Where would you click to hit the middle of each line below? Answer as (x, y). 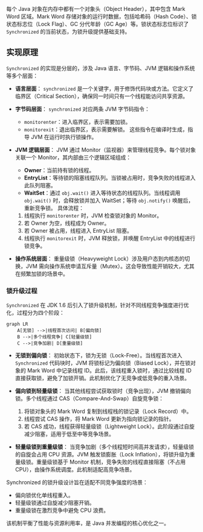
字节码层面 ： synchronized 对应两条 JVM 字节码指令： (82, 109)
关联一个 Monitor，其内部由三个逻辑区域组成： (73, 157)
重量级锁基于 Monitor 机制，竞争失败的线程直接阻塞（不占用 (111, 462)
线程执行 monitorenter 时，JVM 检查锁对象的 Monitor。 (93, 215)
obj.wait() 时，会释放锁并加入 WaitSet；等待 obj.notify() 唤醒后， (109, 200)
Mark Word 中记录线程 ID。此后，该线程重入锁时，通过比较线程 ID (109, 371)
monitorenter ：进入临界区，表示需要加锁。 (77, 122)
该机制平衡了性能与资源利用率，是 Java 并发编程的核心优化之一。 (88, 523)
